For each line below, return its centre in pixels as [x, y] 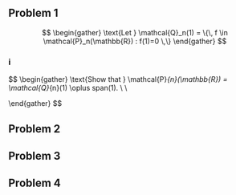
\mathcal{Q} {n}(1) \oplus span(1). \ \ [68, 88]
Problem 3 [35, 156]
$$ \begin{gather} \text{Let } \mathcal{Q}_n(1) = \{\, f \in [135, 32]
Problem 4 [35, 183]
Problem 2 [35, 129]
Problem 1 [33, 13]
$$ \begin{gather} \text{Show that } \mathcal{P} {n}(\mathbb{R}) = [118, 79]
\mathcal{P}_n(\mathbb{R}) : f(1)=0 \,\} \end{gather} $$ [135, 41]
